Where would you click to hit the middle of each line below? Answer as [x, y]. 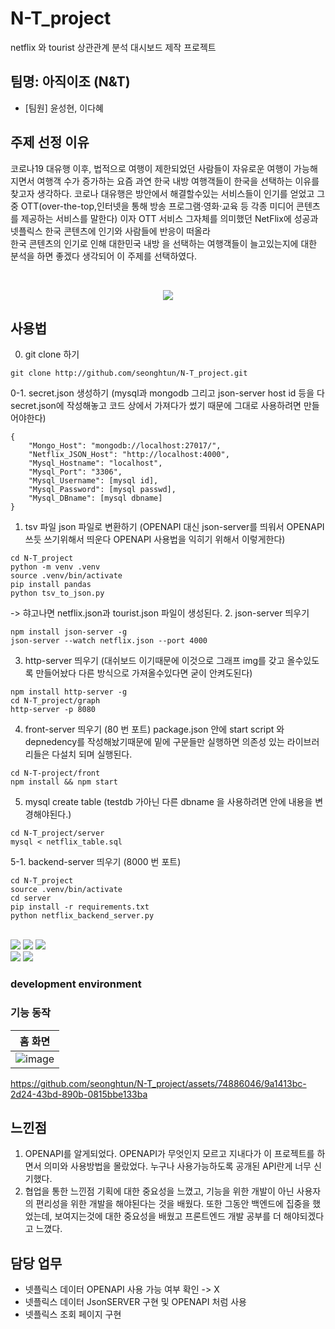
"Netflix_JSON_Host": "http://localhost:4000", [129, 455]
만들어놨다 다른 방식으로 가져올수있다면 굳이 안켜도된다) [144, 673]
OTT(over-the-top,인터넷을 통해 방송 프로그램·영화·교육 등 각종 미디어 [157, 206]
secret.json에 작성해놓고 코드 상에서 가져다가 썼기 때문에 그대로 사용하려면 [156, 406]
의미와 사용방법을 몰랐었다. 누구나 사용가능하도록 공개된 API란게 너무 [177, 1166]
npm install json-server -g [69, 632]
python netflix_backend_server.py [82, 916]
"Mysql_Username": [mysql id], [93, 481]
